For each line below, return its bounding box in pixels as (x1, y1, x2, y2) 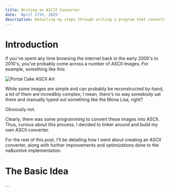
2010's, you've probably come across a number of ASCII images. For (5, 61, 149, 67)
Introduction (5, 39, 59, 50)
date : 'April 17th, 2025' (5, 12, 60, 17)
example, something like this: (5, 66, 66, 72)
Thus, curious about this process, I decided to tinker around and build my (5, 122, 158, 128)
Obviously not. (5, 106, 35, 112)
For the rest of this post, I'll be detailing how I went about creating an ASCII (5, 137, 161, 143)
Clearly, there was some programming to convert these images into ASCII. (5, 116, 160, 122)
